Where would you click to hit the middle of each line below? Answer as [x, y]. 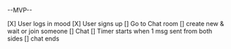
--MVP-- [20, 10]
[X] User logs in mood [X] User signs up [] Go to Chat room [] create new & [116, 23]
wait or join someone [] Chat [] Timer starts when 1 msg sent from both [110, 31]
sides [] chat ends [33, 38]
